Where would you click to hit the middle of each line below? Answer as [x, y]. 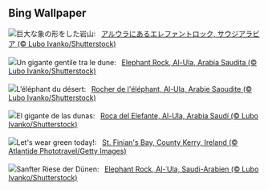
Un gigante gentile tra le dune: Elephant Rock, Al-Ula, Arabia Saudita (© [137, 62]
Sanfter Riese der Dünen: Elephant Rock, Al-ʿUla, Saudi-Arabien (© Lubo [138, 169]
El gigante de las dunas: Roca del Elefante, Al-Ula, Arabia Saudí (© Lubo [138, 115]
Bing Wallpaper [47, 13]
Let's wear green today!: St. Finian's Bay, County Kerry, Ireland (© [127, 142]
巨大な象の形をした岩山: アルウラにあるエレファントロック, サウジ [128, 33]
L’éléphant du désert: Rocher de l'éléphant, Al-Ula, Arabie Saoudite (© [134, 89]
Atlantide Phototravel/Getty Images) [67, 151]
